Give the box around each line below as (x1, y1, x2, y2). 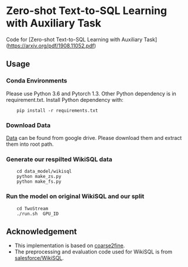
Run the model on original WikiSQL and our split (6, 192, 145, 200)
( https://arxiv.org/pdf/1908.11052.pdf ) (6, 42, 97, 49)
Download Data (6, 121, 51, 129)
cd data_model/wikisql (16, 169, 72, 174)
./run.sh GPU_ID (16, 211, 59, 217)
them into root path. (6, 141, 54, 148)
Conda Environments (6, 77, 67, 85)
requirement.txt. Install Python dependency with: (6, 96, 124, 103)
